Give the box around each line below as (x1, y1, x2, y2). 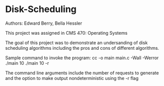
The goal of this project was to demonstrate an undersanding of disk (5, 39, 148, 46)
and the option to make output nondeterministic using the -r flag (5, 75, 139, 81)
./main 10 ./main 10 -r (5, 60, 49, 66)
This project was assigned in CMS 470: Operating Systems (5, 30, 128, 36)
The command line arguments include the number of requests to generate (5, 69, 159, 76)
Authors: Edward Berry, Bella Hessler (5, 20, 82, 26)
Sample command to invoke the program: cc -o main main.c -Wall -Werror (5, 54, 159, 61)
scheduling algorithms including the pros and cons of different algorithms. (5, 45, 159, 51)
